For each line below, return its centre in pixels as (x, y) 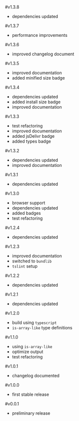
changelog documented (36, 376)
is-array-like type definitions (42, 328)
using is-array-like (32, 347)
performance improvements (39, 35)
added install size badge (36, 102)
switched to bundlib (32, 261)
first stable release (30, 394)
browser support (29, 203)
